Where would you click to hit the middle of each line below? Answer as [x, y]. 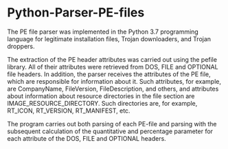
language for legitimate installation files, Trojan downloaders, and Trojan [109, 38]
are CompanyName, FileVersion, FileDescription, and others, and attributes [113, 89]
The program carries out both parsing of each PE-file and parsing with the [112, 124]
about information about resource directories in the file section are [101, 96]
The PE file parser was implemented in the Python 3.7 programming [103, 32]
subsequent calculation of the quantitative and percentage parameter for [110, 131]
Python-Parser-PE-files [76, 13]
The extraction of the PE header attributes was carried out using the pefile [112, 59]
